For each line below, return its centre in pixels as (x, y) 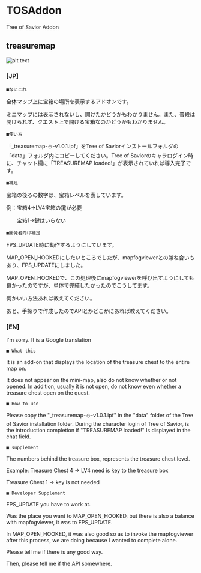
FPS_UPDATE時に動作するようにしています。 (62, 245)
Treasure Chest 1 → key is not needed (53, 482)
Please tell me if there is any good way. (55, 552)
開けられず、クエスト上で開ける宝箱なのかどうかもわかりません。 (88, 122)
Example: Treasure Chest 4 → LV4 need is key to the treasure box (88, 471)
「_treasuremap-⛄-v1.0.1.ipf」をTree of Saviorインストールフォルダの (92, 146)
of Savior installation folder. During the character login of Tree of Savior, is (98, 424)
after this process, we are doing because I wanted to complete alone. (92, 541)
